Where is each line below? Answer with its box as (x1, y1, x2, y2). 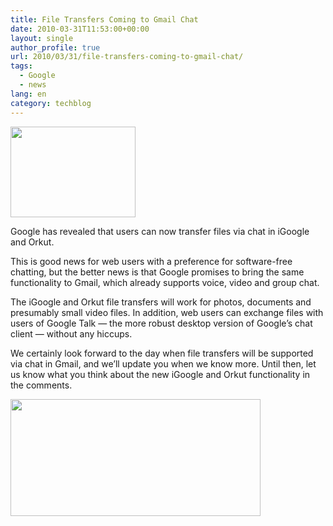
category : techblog (10, 98, 92, 108)
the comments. (10, 379, 73, 391)
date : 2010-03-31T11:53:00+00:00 (10, 24, 150, 34)
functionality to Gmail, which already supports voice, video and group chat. (10, 276, 320, 288)
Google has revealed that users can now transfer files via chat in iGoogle (10, 225, 310, 237)
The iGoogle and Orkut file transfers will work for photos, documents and (10, 296, 312, 308)
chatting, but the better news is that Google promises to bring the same (10, 266, 305, 278)
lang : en (10, 89, 47, 99)
